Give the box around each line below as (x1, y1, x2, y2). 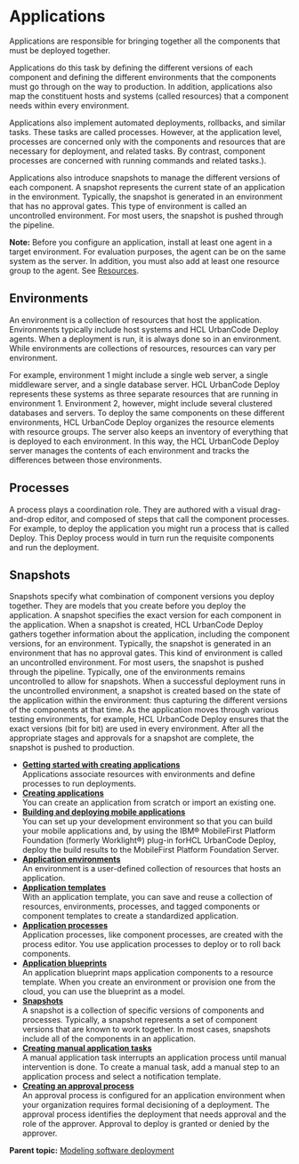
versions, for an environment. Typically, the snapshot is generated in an (9, 638, 271, 649)
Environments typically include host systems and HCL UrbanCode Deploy (9, 324, 279, 334)
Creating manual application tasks (21, 1043, 153, 1054)
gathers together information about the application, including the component (9, 629, 290, 639)
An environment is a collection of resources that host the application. (9, 314, 263, 325)
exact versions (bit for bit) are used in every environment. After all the (9, 723, 264, 735)
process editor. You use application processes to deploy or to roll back (21, 939, 281, 950)
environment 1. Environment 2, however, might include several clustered (9, 397, 273, 408)
